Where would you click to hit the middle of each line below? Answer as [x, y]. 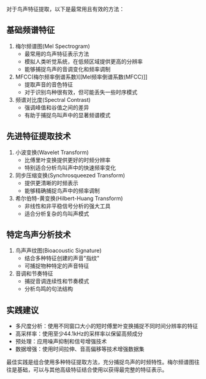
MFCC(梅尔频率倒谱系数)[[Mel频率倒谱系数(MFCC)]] [81, 77]
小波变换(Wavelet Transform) [52, 152]
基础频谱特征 [31, 30]
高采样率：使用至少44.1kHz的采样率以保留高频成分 [79, 334]
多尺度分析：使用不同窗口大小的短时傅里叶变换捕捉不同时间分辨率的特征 [106, 326]
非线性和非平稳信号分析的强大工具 [67, 206]
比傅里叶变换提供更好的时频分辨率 [67, 160]
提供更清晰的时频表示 [51, 183]
